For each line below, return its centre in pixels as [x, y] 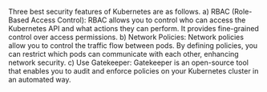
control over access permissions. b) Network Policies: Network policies [126, 37]
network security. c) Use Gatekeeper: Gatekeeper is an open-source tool [129, 62]
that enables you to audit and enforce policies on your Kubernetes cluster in [133, 71]
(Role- [242, 12]
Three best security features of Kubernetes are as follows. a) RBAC [119, 12]
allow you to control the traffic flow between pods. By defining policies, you [133, 46]
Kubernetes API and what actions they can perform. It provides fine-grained [133, 28]
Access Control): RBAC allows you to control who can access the [138, 20]
